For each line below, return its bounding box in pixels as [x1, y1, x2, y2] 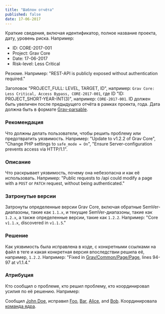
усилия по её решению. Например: [5, 288, 80, 294]
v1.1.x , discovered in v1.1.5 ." [5, 220, 66, 226]
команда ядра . [5, 303, 36, 309]
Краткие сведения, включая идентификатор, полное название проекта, [5, 30, 157, 36]
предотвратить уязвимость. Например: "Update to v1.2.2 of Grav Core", [5, 135, 156, 142]
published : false [5, 12, 41, 17]
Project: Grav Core [12, 50, 51, 56]
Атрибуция [5, 272, 34, 279]
